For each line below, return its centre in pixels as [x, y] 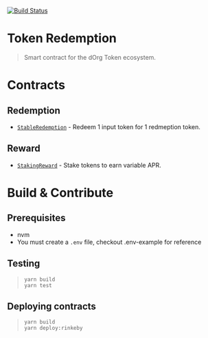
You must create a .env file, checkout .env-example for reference [109, 242]
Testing [24, 263]
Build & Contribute [60, 193]
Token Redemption [62, 38]
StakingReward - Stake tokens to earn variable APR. [89, 165]
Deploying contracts [51, 306]
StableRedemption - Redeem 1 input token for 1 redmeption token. [108, 126]
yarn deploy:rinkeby [53, 328]
